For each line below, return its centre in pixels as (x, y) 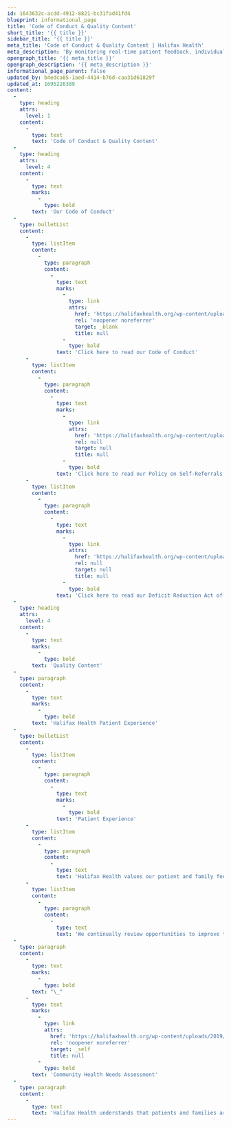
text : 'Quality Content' (67, 666)
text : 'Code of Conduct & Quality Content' (95, 142)
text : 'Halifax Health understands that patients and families (124, 1113)
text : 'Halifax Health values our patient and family (135, 877)
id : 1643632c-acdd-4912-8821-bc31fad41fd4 (69, 13)
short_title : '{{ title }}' (47, 33)
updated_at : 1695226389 (41, 84)
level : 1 (38, 116)
